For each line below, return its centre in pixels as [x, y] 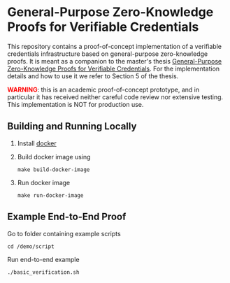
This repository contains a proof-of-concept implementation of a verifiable [115, 46]
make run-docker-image [50, 195]
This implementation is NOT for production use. [76, 104]
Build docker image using [54, 157]
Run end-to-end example [43, 259]
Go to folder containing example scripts [64, 233]
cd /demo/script [31, 246]
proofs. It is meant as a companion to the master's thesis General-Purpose [115, 61]
